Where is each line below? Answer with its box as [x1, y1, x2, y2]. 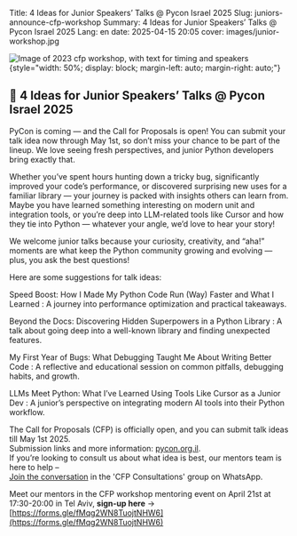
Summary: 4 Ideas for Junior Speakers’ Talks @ [103, 17, 277, 28]
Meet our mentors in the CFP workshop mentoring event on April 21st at [9, 488, 271, 499]
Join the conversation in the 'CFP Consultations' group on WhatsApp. [9, 471, 263, 482]
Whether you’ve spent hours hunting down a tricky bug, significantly [9, 171, 260, 181]
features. [9, 334, 43, 345]
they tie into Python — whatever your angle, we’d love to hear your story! [9, 218, 276, 229]
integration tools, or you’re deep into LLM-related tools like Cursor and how [9, 209, 284, 220]
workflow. [9, 406, 45, 417]
